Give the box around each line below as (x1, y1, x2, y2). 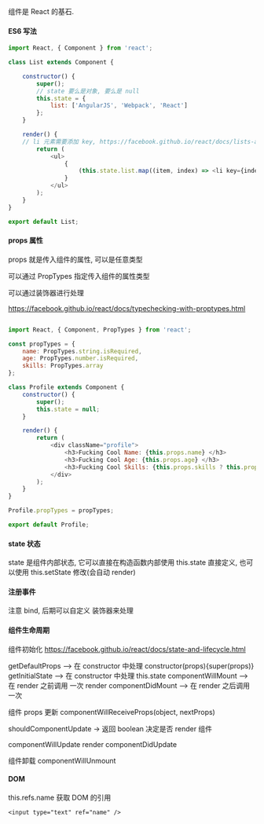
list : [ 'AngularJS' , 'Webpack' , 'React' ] (49, 101, 189, 110)
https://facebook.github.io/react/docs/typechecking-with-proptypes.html (8, 303, 246, 313)
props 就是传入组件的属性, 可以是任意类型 (8, 255, 143, 264)
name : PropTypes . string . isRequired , (22, 347, 143, 355)
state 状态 (8, 539, 41, 548)
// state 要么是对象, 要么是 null (36, 87, 140, 95)
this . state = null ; (36, 405, 101, 413)
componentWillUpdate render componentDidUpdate (8, 739, 178, 749)
